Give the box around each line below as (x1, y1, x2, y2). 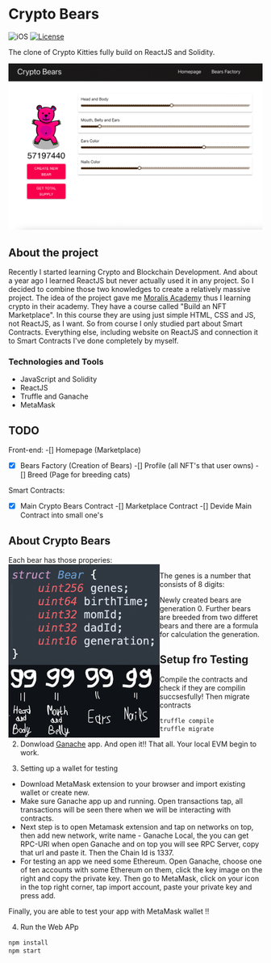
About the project (8, 246, 99, 260)
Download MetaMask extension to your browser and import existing (19, 779, 246, 788)
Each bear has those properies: (8, 555, 113, 565)
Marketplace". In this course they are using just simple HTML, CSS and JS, (8, 310, 256, 320)
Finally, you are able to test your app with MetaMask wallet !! (8, 906, 210, 916)
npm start (8, 947, 42, 955)
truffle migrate (160, 724, 215, 733)
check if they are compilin (160, 682, 246, 692)
